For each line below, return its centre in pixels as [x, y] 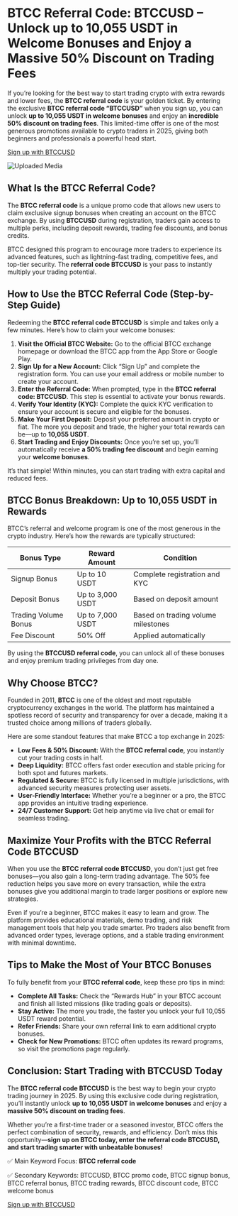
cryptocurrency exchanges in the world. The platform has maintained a [111, 708]
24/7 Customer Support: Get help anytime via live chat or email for [116, 811]
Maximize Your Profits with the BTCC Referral [109, 840]
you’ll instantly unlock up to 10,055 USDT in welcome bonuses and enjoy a [117, 1103]
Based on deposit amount [176, 599]
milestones [152, 624]
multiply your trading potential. [52, 272]
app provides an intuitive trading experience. [83, 803]
